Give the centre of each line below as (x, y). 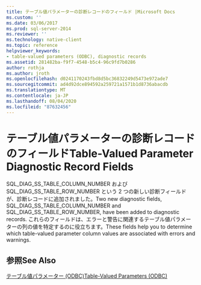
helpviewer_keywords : (33, 51)
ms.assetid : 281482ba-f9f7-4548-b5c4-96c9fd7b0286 (71, 62)
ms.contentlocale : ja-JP (37, 96)
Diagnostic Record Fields (70, 167)
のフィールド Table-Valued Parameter (100, 153)
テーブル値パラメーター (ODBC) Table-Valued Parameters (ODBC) (87, 276)
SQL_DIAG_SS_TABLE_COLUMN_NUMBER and (64, 206)
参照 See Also (31, 260)
